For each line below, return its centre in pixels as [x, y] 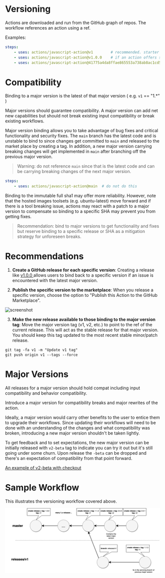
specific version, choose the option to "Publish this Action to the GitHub [85, 295]
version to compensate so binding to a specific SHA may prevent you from [80, 211]
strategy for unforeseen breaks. [49, 236]
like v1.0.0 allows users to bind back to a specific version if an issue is [83, 275]
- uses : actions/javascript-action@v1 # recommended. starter [87, 52]
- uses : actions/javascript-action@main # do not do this [76, 186]
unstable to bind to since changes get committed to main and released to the [82, 141]
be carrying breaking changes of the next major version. [74, 172]
